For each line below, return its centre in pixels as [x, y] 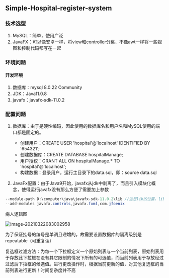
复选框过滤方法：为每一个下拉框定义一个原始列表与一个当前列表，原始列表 [82, 251]
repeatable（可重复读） [30, 240]
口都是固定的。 [28, 132]
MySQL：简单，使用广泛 [38, 35]
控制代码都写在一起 [41, 48]
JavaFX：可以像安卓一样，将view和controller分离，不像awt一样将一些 [85, 42]
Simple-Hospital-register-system [59, 8]
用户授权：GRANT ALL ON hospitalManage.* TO [70, 161]
